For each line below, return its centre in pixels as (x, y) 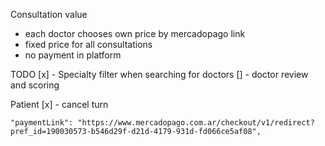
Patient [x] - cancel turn (59, 104)
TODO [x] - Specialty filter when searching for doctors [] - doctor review (159, 74)
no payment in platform (73, 55)
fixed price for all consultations (88, 44)
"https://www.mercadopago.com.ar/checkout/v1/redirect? (196, 123)
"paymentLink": (42, 123)
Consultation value (49, 14)
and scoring (35, 85)
